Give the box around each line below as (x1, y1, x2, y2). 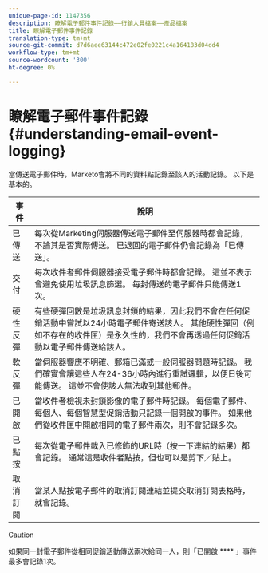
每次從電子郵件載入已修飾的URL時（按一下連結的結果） (34, 440, 242, 451)
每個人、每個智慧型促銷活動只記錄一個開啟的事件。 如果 (34, 407, 245, 418)
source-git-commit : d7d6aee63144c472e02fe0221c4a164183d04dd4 (8, 41, 219, 49)
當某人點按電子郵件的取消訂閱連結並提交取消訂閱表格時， (34, 484, 250, 496)
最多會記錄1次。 (8, 556, 61, 566)
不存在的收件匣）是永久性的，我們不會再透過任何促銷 (42, 329, 242, 340)
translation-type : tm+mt (8, 34, 91, 42)
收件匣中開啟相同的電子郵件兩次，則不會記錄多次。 (50, 419, 242, 430)
